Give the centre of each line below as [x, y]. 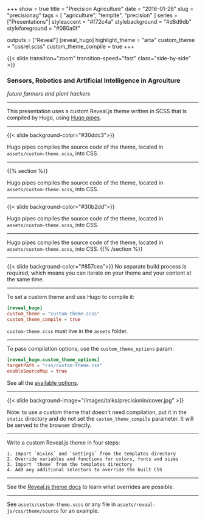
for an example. [80, 510]
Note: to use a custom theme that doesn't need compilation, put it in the [97, 412]
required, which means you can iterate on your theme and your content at [99, 273]
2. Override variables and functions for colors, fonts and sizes [93, 459]
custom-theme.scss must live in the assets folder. [68, 331]
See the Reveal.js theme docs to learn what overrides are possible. [91, 487]
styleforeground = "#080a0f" [44, 28]
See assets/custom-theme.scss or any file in [61, 504]
